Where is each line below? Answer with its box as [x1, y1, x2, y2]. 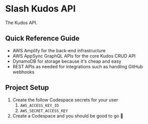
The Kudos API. [5, 20, 38, 26]
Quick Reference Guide [5, 34, 80, 43]
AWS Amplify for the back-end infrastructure [12, 47, 106, 53]
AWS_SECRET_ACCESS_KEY [20, 108, 68, 113]
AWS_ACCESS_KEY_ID [20, 103, 59, 108]
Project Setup [5, 83, 50, 92]
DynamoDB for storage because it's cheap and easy [12, 58, 122, 64]
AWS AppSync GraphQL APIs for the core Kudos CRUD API [12, 53, 136, 59]
